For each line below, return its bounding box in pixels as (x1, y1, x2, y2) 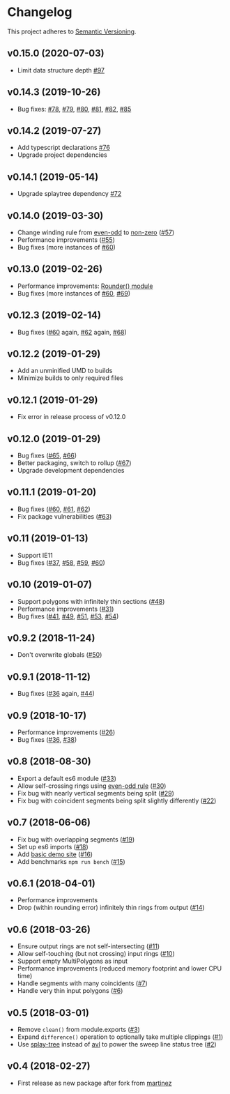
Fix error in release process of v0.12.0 (17, 413, 126, 421)
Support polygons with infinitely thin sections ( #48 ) (17, 597, 165, 605)
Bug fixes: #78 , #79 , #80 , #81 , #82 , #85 (17, 105, 132, 113)
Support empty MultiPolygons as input (17, 957, 128, 966)
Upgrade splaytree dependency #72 (17, 190, 122, 198)
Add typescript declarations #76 (17, 144, 110, 152)
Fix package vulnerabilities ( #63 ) (17, 512, 112, 520)
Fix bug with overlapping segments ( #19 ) (17, 835, 135, 844)
